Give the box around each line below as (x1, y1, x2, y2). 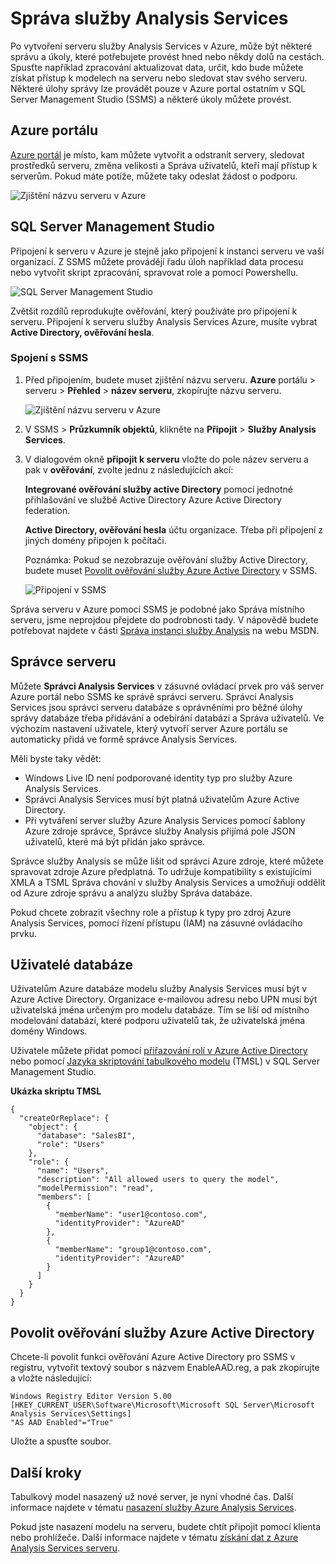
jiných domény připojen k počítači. (24, 534, 167, 546)
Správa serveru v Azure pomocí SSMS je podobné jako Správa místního (10, 603, 305, 615)
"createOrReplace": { (19, 1113, 110, 1124)
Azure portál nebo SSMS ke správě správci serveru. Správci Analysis (10, 690, 294, 702)
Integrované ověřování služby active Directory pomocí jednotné (24, 483, 294, 495)
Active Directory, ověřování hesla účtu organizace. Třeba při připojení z (24, 523, 323, 536)
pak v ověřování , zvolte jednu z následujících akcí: (24, 463, 234, 476)
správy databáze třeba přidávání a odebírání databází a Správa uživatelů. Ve (10, 712, 325, 724)
